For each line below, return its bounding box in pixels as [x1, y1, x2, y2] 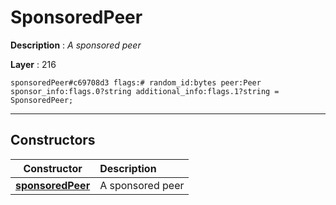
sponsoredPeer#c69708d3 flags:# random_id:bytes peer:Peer [10, 77, 262, 88]
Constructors [10, 132, 96, 149]
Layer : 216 [10, 58, 57, 70]
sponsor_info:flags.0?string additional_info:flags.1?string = [10, 86, 280, 96]
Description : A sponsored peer [10, 39, 142, 51]
